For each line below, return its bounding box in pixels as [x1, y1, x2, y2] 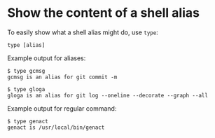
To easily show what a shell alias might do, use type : [7, 28, 159, 36]
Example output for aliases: [7, 54, 86, 62]
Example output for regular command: [7, 104, 117, 113]
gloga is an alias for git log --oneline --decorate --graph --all [7, 92, 209, 99]
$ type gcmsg [7, 67, 46, 74]
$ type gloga [7, 85, 46, 92]
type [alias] [7, 41, 46, 48]
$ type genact [7, 118, 49, 125]
